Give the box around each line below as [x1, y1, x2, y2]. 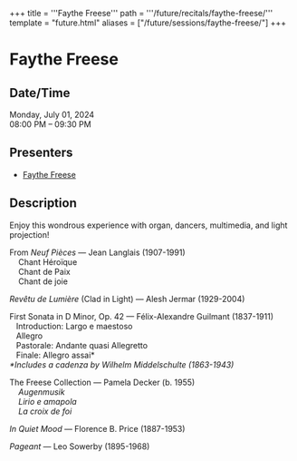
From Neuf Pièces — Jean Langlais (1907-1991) [9, 247, 186, 258]
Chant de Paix [17, 266, 71, 277]
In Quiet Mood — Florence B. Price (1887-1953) [9, 423, 186, 434]
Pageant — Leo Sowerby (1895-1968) [9, 440, 150, 452]
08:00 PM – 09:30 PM [9, 119, 92, 130]
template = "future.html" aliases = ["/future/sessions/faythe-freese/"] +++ [9, 17, 287, 28]
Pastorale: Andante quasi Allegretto [15, 339, 148, 350]
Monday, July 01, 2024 [9, 109, 95, 120]
